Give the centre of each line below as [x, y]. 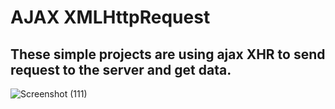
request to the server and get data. [121, 69]
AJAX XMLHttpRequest [110, 17]
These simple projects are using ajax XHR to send [168, 54]
